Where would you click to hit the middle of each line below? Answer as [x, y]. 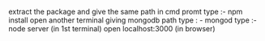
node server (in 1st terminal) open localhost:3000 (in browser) [112, 29]
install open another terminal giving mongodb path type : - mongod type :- [132, 20]
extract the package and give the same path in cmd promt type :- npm [126, 12]
